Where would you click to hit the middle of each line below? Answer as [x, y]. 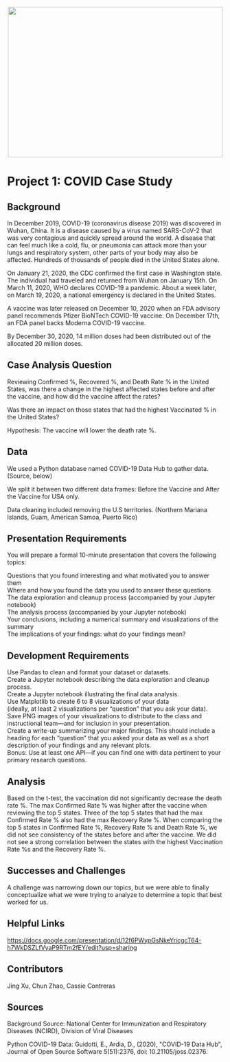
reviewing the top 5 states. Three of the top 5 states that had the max [105, 813]
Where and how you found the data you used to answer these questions [109, 590]
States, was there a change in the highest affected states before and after [111, 389]
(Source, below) [30, 476]
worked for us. [28, 902]
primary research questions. [47, 760]
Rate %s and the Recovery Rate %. [57, 850]
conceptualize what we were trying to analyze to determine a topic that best [115, 894]
